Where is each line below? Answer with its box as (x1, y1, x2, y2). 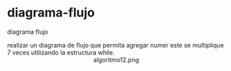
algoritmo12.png (93, 55, 140, 63)
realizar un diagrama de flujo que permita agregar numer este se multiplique (7, 41, 224, 49)
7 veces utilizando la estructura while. (7, 48, 115, 57)
